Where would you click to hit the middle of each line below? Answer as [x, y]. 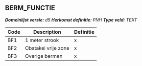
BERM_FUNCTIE [30, 8]
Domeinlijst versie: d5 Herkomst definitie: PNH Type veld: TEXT [71, 20]
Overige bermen [44, 56]
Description [47, 32]
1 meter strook [42, 40]
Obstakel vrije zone [47, 48]
